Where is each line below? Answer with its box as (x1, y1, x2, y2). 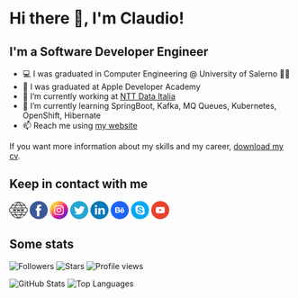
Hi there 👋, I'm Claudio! (9, 8, 185, 29)
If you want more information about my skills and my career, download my (9, 141, 284, 151)
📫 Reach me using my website (22, 121, 138, 131)
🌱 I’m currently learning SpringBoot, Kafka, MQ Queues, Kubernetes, (22, 101, 277, 111)
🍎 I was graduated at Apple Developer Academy (22, 81, 201, 92)
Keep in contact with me (9, 176, 149, 192)
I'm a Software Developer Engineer (9, 44, 209, 59)
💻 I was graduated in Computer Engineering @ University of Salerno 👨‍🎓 (22, 68, 291, 79)
